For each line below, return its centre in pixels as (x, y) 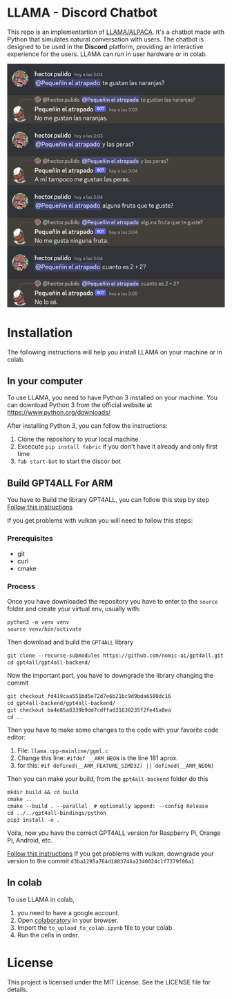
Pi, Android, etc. (30, 840)
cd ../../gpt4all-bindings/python (57, 813)
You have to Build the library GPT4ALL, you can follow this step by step (108, 500)
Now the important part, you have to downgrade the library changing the (110, 675)
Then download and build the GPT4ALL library (70, 642)
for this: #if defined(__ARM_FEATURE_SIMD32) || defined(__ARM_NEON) (115, 765)
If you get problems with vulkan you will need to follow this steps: (100, 521)
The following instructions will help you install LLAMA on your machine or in (115, 352)
